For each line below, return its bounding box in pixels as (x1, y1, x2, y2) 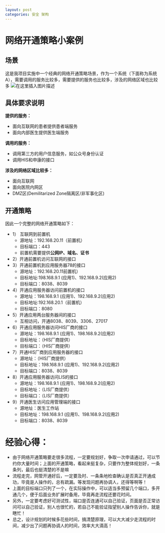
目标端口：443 (19, 244, 51, 250)
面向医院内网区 (12, 184, 43, 190)
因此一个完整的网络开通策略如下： (5, 221, 75, 227)
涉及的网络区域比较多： (5, 168, 53, 174)
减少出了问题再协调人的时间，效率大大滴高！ (21, 523, 112, 529)
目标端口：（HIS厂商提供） (19, 343, 73, 349)
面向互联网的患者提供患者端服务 (12, 123, 78, 129)
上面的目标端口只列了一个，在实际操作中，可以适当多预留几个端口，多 (12, 485, 156, 491)
